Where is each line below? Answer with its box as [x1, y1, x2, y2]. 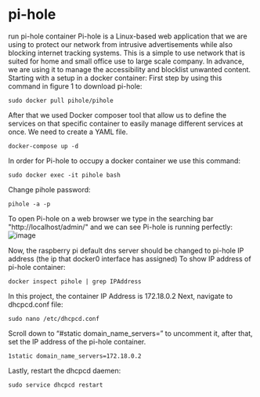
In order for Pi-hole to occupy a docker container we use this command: [8, 155, 241, 166]
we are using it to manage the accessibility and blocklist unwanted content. [8, 64, 251, 74]
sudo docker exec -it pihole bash [8, 171, 121, 179]
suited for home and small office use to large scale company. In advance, [8, 56, 244, 66]
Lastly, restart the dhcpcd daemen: [8, 366, 121, 375]
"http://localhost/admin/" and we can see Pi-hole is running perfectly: [8, 222, 233, 231]
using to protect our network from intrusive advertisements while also [8, 39, 233, 49]
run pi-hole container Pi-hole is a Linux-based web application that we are [8, 31, 248, 41]
